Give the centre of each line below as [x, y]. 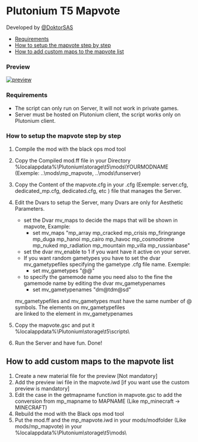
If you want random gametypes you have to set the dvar [92, 258]
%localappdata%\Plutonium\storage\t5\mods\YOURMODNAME [92, 167]
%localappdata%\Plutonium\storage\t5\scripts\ [72, 331]
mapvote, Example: [47, 226]
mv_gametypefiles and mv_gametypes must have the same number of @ [103, 301]
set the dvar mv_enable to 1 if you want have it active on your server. [107, 252]
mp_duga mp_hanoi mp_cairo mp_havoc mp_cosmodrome [103, 239]
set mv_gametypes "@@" [63, 271]
